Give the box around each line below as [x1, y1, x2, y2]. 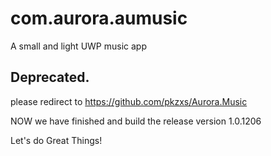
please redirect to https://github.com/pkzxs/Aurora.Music [10, 95, 248, 107]
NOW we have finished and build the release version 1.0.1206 [10, 115, 262, 127]
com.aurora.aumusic [10, 7, 188, 30]
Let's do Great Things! [10, 134, 103, 146]
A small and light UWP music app [10, 40, 147, 52]
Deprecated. [10, 69, 90, 86]
